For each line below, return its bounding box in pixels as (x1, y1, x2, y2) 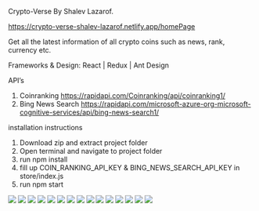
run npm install (19, 155, 68, 164)
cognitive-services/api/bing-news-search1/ (19, 107, 160, 117)
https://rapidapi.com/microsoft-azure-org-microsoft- (81, 100, 252, 108)
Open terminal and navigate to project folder (19, 147, 163, 155)
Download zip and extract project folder (19, 138, 148, 147)
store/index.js (19, 172, 64, 180)
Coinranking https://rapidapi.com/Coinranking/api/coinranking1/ (19, 91, 225, 100)
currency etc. (8, 45, 52, 54)
